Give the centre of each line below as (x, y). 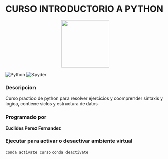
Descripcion (21, 87)
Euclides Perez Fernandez (33, 128)
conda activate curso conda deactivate (47, 152)
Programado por (26, 117)
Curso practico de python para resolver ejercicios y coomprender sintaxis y (84, 98)
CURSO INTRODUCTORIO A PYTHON (85, 9)
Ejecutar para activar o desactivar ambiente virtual (69, 141)
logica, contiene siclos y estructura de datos (52, 104)
